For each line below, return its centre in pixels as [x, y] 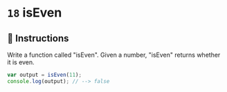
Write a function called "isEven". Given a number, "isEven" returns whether [114, 55]
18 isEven [35, 13]
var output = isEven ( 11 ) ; [44, 75]
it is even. [21, 62]
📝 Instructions [38, 38]
